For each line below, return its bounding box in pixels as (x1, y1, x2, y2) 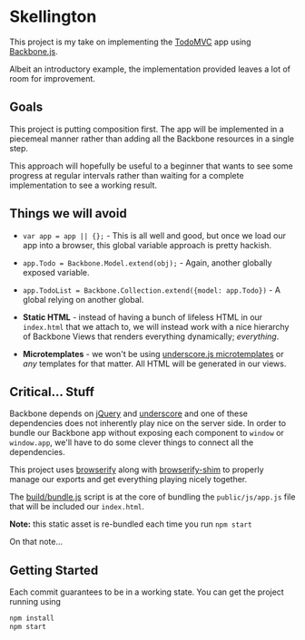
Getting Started (9, 562, 99, 577)
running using (9, 596, 62, 607)
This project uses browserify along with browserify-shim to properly (9, 464, 265, 475)
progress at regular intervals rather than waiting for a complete (9, 170, 244, 180)
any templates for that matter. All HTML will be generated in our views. (22, 358, 287, 369)
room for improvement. (9, 73, 95, 83)
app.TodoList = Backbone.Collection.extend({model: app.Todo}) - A (22, 284, 281, 296)
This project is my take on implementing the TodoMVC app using (9, 36, 251, 47)
